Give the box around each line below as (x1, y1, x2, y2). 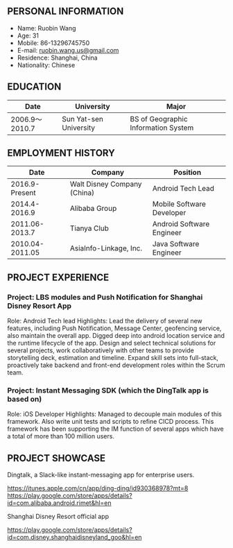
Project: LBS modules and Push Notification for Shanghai (7, 292, 203, 302)
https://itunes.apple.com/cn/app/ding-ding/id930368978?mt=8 (7, 484, 189, 493)
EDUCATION (7, 81, 62, 93)
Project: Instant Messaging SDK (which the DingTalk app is (7, 386, 209, 395)
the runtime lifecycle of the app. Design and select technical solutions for (7, 339, 216, 348)
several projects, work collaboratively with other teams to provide (7, 346, 194, 354)
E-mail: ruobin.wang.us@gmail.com (17, 46, 119, 54)
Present (10, 188, 36, 198)
